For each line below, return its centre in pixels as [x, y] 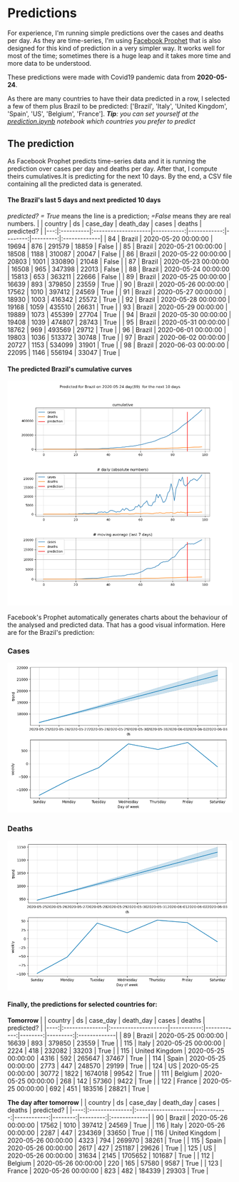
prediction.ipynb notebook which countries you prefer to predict [102, 121]
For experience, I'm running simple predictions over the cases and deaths [116, 33]
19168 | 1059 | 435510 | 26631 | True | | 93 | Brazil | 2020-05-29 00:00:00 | [118, 307]
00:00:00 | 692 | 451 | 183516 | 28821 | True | [83, 1088]
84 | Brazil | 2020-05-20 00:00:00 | [161, 239]
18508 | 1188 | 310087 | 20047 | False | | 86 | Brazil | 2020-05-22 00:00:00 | [119, 254]
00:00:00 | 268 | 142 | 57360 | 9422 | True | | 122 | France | [114, 1081]
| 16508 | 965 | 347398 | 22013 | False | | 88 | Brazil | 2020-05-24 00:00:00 [118, 269]
